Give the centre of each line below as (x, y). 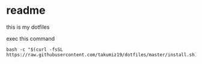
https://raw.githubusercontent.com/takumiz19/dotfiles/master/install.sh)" (103, 54)
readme (26, 10)
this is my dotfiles (28, 27)
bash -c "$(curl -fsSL (35, 49)
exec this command (31, 38)
